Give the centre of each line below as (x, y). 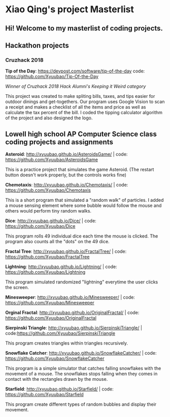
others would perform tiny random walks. (48, 211)
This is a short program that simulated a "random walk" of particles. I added (84, 200)
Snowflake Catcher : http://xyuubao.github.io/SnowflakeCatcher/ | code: (81, 353)
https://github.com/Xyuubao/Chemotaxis (48, 190)
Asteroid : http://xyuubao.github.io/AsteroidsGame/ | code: (66, 154)
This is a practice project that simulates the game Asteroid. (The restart (80, 170)
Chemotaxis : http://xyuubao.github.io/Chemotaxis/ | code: (67, 185)
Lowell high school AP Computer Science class (81, 134)
